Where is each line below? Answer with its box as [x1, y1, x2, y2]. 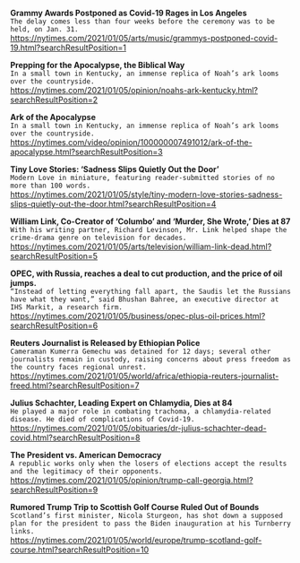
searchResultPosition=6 [10, 320, 99, 331]
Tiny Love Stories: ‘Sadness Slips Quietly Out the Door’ [10, 164, 219, 174]
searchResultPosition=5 [10, 251, 98, 261]
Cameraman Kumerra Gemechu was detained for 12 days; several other [10, 347, 271, 356]
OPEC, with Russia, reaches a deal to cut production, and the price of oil [10, 268, 283, 279]
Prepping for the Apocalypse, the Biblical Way [10, 60, 185, 70]
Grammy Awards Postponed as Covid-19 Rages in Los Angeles [10, 8, 247, 18]
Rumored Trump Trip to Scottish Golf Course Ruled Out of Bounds [10, 502, 260, 512]
